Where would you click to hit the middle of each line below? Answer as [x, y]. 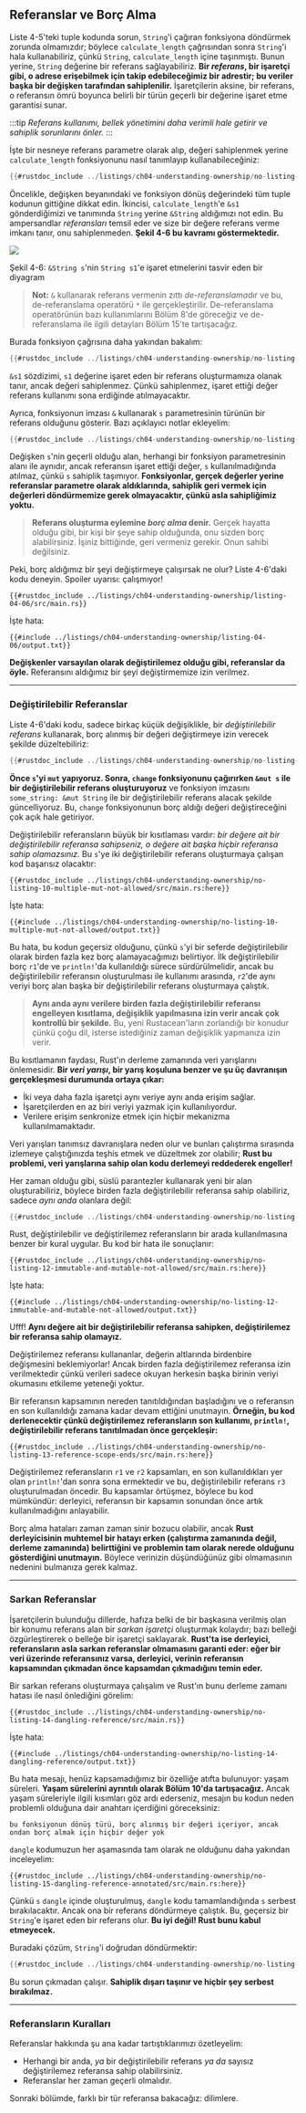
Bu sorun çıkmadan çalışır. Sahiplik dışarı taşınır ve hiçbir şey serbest [142, 1982]
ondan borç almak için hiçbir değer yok [87, 1832]
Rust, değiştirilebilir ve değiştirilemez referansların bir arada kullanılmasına [149, 1234]
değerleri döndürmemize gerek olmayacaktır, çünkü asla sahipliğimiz [143, 496]
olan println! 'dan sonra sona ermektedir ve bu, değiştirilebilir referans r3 [148, 1481]
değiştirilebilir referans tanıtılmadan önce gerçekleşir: [114, 1430]
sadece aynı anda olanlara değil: [71, 1200]
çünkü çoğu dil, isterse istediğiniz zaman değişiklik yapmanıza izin [156, 1032]
